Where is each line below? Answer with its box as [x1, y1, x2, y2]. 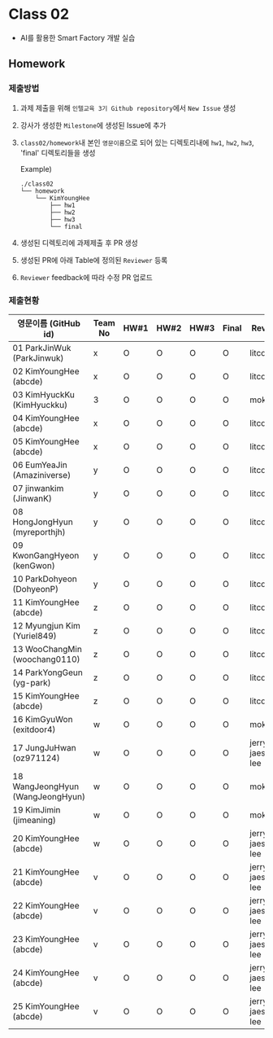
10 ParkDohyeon [12, 573, 77, 585]
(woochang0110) [12, 653, 80, 664]
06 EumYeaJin [12, 459, 67, 471]
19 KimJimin [12, 804, 61, 815]
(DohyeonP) [12, 583, 59, 594]
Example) [19, 164, 53, 173]
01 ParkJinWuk [12, 342, 71, 353]
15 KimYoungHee [12, 690, 80, 701]
